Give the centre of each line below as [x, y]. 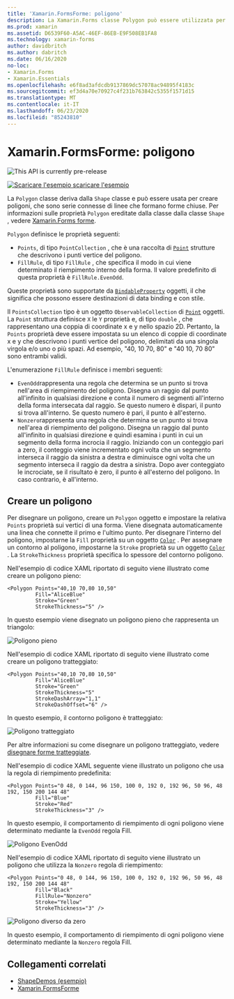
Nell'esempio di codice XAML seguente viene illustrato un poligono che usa [116, 766]
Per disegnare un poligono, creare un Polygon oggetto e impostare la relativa [117, 518]
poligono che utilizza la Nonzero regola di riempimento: [85, 865]
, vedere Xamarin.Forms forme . [52, 220]
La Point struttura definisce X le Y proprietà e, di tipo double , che [100, 319]
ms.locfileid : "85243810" [45, 117]
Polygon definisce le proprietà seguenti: [64, 234]
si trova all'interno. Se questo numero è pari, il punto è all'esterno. [112, 413]
